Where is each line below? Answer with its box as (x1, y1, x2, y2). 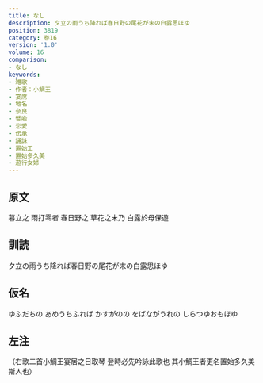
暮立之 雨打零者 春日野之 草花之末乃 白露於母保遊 (8, 213, 169, 222)
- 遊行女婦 (8, 159, 40, 167)
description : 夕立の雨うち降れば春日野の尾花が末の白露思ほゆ (8, 19, 190, 27)
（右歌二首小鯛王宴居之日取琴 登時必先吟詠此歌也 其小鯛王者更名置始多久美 (8, 357, 255, 366)
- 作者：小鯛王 (8, 85, 51, 94)
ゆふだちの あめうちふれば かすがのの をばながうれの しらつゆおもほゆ (8, 308, 238, 318)
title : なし (8, 11, 45, 20)
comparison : (8, 56, 48, 64)
